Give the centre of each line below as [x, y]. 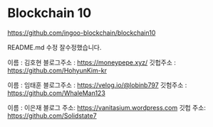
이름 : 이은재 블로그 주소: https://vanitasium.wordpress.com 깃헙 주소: [107, 107]
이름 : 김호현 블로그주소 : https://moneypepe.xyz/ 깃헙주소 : [92, 62]
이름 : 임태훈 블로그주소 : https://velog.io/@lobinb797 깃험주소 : [97, 85]
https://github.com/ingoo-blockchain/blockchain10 [82, 33]
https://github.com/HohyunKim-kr [57, 70]
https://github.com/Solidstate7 [52, 116]
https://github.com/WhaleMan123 [56, 93]
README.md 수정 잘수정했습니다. [54, 47]
